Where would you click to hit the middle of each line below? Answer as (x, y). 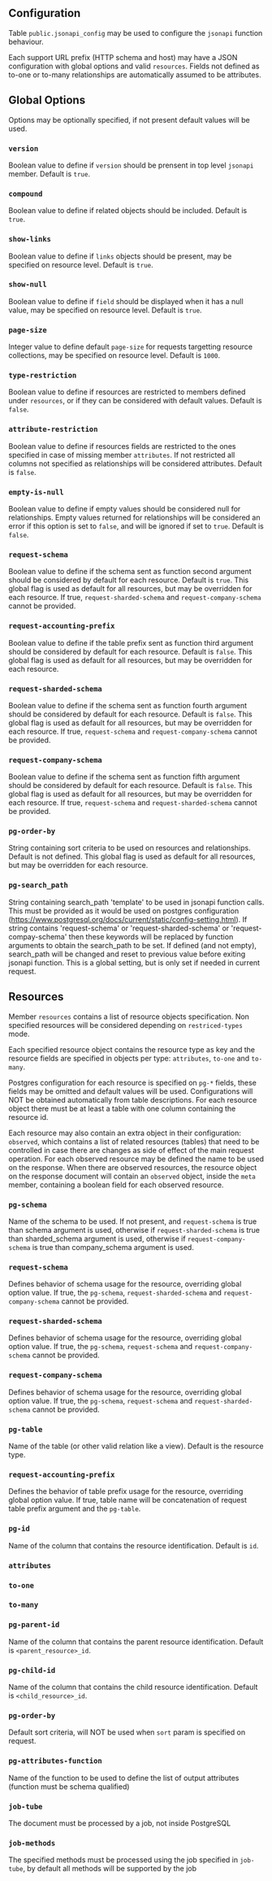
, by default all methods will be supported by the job (110, 1869)
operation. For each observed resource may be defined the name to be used (136, 1159)
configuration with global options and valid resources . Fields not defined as (134, 66)
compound (26, 194)
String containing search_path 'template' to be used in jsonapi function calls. (136, 902)
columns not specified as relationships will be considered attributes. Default (135, 464)
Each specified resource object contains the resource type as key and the (132, 1049)
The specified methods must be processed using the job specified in (123, 1860)
